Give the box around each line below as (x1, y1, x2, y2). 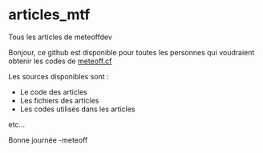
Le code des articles (19, 87, 88, 97)
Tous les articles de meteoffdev (8, 32, 112, 42)
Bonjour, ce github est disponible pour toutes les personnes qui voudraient (8, 47, 255, 57)
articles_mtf (8, 6, 91, 24)
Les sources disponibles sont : (8, 71, 110, 81)
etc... (8, 119, 26, 129)
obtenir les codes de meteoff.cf (8, 56, 112, 66)
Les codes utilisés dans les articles (19, 104, 136, 114)
